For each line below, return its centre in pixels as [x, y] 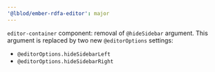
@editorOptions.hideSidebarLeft [64, 54]
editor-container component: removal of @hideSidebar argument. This [108, 33]
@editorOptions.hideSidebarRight [65, 61]
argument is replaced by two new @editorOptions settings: [90, 40]
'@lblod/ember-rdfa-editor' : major [58, 13]
